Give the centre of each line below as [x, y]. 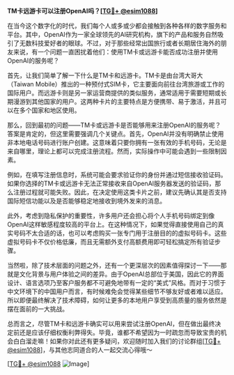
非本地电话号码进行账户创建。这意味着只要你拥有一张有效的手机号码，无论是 [117, 143]
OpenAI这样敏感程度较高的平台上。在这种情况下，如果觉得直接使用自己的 [112, 224]
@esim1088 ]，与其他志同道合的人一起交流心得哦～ [80, 350]
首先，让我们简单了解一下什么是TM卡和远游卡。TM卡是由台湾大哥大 [105, 75]
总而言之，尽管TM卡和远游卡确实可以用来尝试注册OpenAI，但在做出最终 [111, 324]
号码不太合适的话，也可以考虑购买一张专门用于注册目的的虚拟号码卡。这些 [120, 233]
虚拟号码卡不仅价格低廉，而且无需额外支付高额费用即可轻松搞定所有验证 [111, 242]
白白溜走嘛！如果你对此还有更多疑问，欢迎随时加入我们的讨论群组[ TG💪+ [117, 341]
